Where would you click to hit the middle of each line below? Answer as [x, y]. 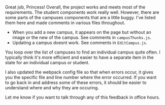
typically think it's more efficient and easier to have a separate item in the [80, 57]
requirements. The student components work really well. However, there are [82, 12]
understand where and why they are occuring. [52, 88]
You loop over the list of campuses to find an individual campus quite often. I [83, 52]
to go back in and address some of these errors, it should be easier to [76, 82]
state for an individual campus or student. [47, 63]
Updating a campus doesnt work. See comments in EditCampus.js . [80, 43]
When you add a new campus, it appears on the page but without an [82, 32]
